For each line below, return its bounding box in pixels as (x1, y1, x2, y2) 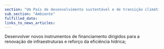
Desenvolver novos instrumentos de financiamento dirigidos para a (4, 34, 140, 39)
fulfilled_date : (4, 16, 38, 21)
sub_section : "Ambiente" (4, 12, 55, 16)
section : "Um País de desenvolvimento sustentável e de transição (4, 7, 143, 12)
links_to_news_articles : (4, 20, 55, 25)
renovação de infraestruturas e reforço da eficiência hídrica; (4, 39, 126, 45)
